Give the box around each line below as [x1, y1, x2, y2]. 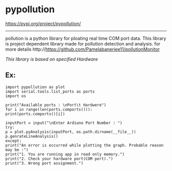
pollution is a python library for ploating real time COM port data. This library [5, 35, 166, 41]
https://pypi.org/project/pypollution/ [5, 20, 81, 27]
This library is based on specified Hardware [5, 56, 98, 62]
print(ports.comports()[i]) [5, 111, 66, 116]
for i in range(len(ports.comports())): [5, 106, 93, 112]
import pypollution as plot [5, 84, 66, 90]
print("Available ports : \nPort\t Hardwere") [5, 102, 106, 108]
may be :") [5, 147, 29, 152]
